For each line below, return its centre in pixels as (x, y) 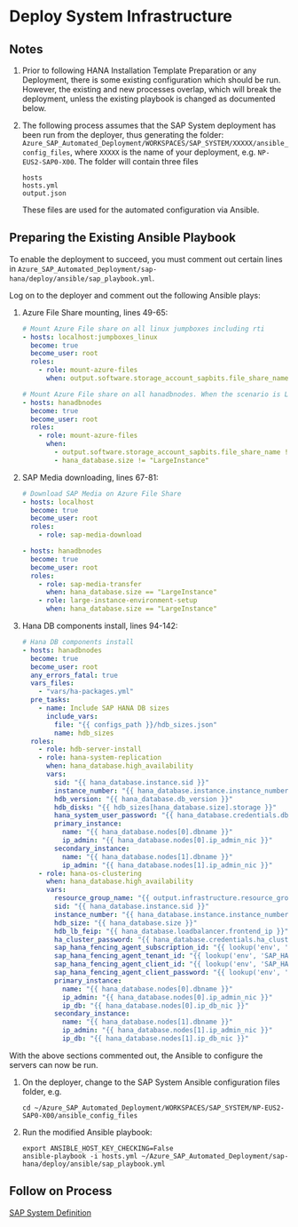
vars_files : (52, 683)
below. (34, 108)
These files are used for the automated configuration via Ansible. (141, 210)
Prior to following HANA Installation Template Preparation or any (139, 70)
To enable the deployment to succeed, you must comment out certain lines (146, 259)
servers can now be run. (54, 1064)
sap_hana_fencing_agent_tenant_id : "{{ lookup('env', (156, 956)
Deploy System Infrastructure (121, 16)
